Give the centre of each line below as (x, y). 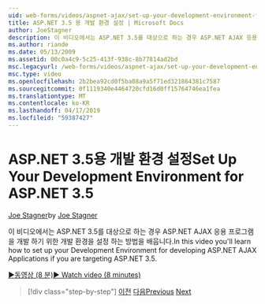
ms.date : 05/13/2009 (42, 52)
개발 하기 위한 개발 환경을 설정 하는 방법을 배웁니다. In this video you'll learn (134, 241)
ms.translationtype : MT (47, 96)
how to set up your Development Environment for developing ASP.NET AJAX (132, 250)
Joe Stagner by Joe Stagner (53, 215)
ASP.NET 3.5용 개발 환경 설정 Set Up (123, 159)
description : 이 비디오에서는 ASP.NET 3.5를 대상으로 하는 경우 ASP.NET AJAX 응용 (133, 37)
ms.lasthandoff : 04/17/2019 (54, 111)
